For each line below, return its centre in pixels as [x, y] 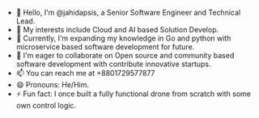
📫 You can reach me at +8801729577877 [85, 73]
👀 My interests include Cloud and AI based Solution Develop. [117, 29]
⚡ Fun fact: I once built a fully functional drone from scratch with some [133, 94]
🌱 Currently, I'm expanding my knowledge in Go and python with [123, 38]
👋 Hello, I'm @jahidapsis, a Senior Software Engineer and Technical [128, 13]
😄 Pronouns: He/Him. [52, 84]
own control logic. [46, 105]
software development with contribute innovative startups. [114, 64]
